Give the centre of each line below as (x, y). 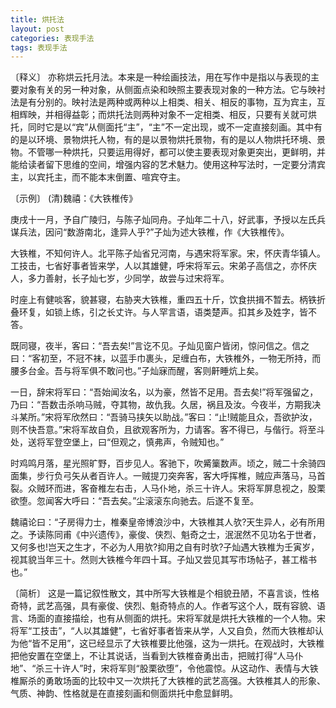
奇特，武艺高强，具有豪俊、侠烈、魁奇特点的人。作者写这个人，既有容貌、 (163, 606)
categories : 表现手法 (52, 38)
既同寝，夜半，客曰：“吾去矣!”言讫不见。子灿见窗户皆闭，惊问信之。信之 (160, 346)
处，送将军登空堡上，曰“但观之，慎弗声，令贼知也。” (117, 442)
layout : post (37, 29)
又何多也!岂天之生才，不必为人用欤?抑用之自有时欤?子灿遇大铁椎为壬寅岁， (165, 547)
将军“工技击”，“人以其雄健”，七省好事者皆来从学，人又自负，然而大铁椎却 (162, 631)
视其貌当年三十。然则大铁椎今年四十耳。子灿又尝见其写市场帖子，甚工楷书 (163, 560)
